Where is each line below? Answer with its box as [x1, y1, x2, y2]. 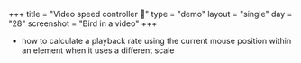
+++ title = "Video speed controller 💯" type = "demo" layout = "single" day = [8, 9, 293, 19]
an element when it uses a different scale [21, 45, 175, 56]
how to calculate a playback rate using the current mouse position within [21, 36, 292, 46]
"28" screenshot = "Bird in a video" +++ [8, 18, 158, 29]
